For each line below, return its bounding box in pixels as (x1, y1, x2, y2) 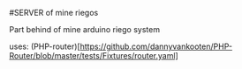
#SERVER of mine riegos (9, 8, 99, 17)
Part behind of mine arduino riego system (9, 24, 161, 34)
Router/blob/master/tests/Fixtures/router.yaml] (9, 51, 178, 60)
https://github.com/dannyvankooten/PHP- (79, 41, 232, 52)
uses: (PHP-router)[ (9, 41, 81, 52)
